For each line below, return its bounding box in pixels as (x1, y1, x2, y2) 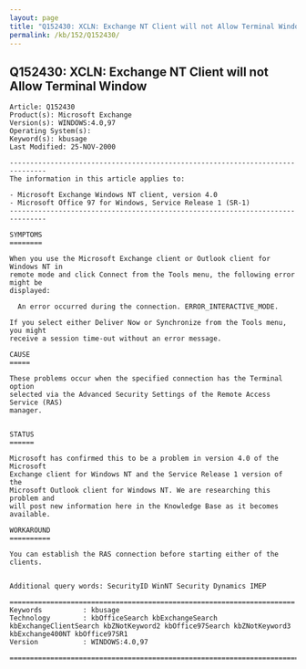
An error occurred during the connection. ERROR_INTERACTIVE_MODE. (17, 302, 280, 311)
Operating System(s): (9, 127, 92, 136)
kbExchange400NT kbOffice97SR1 (9, 630, 128, 639)
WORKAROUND (9, 526, 51, 535)
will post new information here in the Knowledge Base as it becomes (9, 502, 280, 511)
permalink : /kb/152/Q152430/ (9, 30, 120, 39)
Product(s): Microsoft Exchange (9, 110, 132, 120)
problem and (9, 494, 55, 503)
